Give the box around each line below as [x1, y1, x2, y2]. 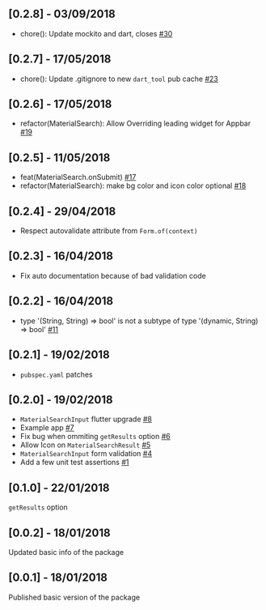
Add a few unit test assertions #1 [19, 458, 129, 467]
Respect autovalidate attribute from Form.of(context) [19, 226, 198, 236]
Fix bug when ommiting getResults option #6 [19, 432, 171, 442]
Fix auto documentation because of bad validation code [19, 271, 206, 280]
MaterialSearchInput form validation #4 [19, 449, 152, 459]
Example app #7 [19, 423, 74, 433]
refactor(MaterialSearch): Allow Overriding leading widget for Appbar [19, 118, 251, 129]
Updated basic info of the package [8, 547, 124, 557]
